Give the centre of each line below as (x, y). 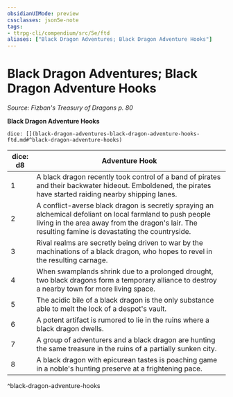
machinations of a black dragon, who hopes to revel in (124, 252)
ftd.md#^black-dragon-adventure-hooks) (65, 140)
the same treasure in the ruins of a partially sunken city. (127, 349)
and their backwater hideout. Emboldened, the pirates (124, 186)
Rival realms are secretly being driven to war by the (120, 243)
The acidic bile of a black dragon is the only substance (125, 301)
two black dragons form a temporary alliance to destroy (127, 280)
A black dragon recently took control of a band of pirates (129, 177)
